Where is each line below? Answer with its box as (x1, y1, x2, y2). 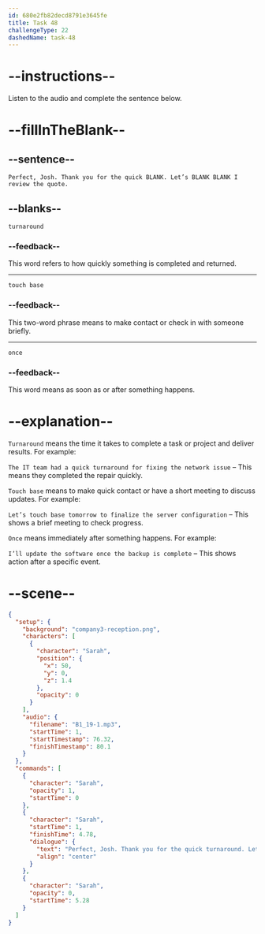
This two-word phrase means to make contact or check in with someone (8, 317, 244, 327)
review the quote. (8, 181, 69, 189)
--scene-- (8, 585, 76, 603)
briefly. (8, 326, 32, 335)
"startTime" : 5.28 (28, 896, 90, 904)
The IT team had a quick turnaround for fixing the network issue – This (8, 462, 252, 472)
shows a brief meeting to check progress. (8, 517, 144, 527)
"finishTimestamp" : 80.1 (28, 742, 111, 750)
